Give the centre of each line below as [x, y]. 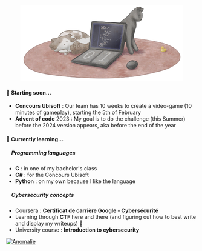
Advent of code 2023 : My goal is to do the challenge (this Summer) [100, 119]
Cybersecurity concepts [43, 195]
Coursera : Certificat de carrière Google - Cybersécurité [86, 210]
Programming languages [43, 153]
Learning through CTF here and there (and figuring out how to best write [106, 216]
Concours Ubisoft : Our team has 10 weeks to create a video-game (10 [103, 106]
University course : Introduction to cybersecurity [77, 230]
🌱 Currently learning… [35, 139]
